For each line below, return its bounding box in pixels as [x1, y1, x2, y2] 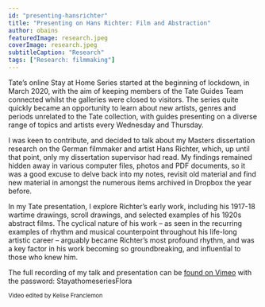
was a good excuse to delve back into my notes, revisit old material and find [8, 169, 256, 179]
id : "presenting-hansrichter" [8, 11, 109, 20]
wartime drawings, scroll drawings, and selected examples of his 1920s [8, 210, 242, 220]
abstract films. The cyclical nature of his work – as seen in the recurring [8, 218, 243, 227]
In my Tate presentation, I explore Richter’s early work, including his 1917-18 [8, 201, 255, 211]
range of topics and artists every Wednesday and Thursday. [8, 120, 204, 130]
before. [8, 186, 33, 196]
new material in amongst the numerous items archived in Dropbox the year [8, 177, 252, 187]
